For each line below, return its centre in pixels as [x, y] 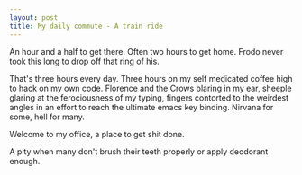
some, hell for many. [47, 117]
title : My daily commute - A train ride [87, 26]
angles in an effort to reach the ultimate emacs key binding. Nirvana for [142, 107]
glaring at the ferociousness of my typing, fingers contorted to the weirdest [149, 97]
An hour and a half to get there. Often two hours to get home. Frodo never [146, 51]
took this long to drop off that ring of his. [84, 61]
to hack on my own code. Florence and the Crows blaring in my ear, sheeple [151, 88]
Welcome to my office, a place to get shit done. [97, 134]
